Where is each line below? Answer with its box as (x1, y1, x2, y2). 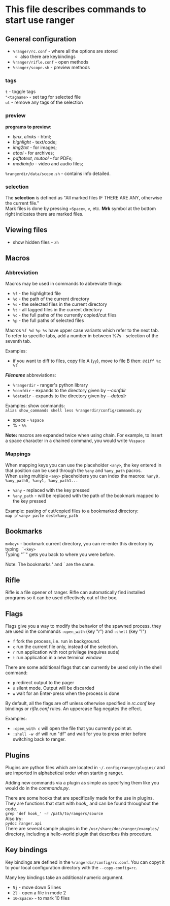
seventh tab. (5, 338, 31, 344)
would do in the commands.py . (5, 785, 70, 791)
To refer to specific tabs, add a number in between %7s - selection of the (5, 333, 159, 339)
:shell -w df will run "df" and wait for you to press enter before (12, 731, 147, 737)
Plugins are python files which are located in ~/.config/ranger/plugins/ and (5, 764, 165, 770)
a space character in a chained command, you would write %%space (5, 437, 145, 444)
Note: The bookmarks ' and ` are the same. (5, 561, 95, 567)
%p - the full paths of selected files (12, 317, 84, 324)
